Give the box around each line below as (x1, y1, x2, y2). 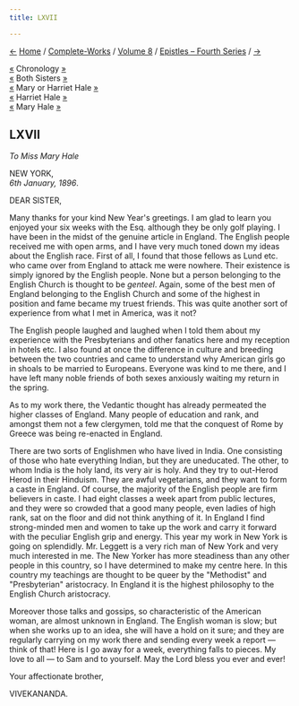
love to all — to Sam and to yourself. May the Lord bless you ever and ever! (9, 654, 286, 665)
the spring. (9, 382, 49, 393)
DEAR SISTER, (9, 195, 63, 206)
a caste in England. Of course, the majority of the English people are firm (9, 484, 278, 494)
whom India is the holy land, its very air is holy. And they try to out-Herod (9, 465, 279, 475)
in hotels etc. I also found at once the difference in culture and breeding (9, 344, 274, 355)
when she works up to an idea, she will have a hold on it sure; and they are (9, 625, 285, 636)
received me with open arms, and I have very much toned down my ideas (9, 241, 280, 252)
